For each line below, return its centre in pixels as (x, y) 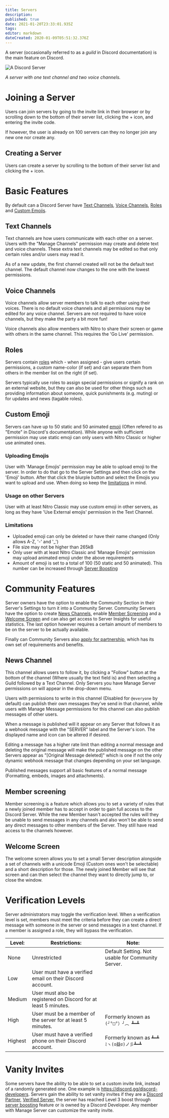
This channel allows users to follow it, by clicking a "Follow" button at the (81, 672)
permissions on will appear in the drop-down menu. (59, 689)
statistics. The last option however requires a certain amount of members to (84, 624)
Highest (17, 1041)
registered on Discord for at (64, 1000)
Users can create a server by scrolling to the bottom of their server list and (82, 165)
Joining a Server (40, 98)
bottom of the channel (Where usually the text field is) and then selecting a (82, 678)
